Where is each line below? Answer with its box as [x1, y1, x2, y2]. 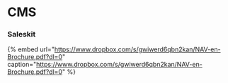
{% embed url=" [7, 45, 55, 53]
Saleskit [7, 30, 36, 39]
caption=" [7, 60, 37, 69]
